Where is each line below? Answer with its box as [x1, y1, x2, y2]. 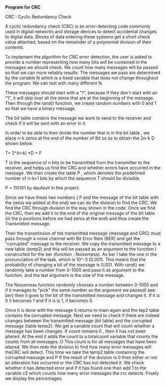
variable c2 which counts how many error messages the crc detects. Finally [5, 370, 159, 376]
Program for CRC [5, 4, 41, 10]
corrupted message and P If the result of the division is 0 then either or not [5, 354, 157, 360]
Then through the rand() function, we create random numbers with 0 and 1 [5, 100, 157, 106]
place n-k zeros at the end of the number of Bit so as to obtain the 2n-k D [5, 135, 155, 141]
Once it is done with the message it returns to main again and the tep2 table [5, 307, 160, 313]
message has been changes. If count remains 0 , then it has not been [5, 328, 146, 334]
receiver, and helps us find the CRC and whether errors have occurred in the [5, 165, 161, 171]
